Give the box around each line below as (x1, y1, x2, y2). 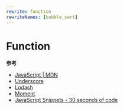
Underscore (14, 78, 44, 85)
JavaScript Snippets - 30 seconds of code (14, 97, 118, 104)
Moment (14, 90, 35, 97)
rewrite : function (6, 8, 51, 15)
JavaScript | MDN (14, 71, 58, 78)
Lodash (14, 84, 34, 91)
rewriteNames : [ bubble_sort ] (6, 14, 78, 20)
